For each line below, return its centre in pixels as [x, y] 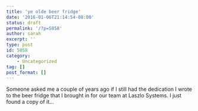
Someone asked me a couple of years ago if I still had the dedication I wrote [99, 89]
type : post [20, 45]
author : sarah [24, 34]
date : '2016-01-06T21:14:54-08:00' [50, 17]
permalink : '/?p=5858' [34, 28]
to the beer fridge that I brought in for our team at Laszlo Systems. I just [94, 96]
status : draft [24, 23]
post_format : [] [26, 72]
